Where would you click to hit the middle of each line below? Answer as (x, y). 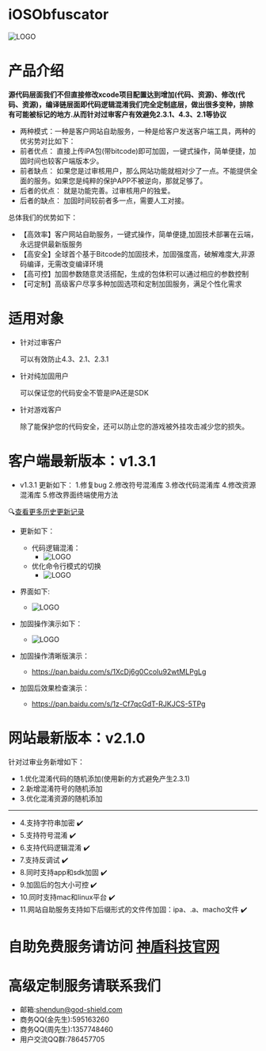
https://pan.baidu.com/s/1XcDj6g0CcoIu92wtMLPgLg (119, 671)
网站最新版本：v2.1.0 (77, 738)
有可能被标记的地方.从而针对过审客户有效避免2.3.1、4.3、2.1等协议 (118, 114)
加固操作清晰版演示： (54, 655)
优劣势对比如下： (47, 141)
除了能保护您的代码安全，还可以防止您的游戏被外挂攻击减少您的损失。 (134, 426)
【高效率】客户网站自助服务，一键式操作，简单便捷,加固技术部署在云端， (139, 234)
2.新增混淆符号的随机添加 (61, 788)
